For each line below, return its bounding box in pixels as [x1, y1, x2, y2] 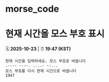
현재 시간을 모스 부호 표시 [5, 28, 105, 40]
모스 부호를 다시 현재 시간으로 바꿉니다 [5, 69, 77, 74]
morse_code [5, 3, 59, 15]
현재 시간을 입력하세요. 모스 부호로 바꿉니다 [5, 58, 86, 64]
